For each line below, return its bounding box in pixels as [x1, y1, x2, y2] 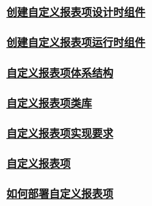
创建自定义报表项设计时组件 [6, 6, 146, 20]
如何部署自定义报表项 [6, 187, 114, 201]
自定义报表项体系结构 [6, 66, 114, 80]
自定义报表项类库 [6, 96, 93, 110]
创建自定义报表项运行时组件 [6, 36, 146, 50]
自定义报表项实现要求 [6, 127, 114, 141]
